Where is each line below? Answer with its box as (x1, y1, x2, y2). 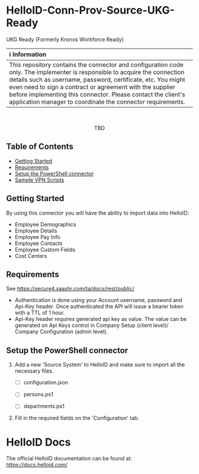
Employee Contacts (14, 240, 63, 247)
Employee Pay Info (14, 233, 61, 240)
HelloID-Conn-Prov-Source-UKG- (6, 4, 175, 17)
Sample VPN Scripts (14, 176, 65, 183)
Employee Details (14, 227, 57, 234)
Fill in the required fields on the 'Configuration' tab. (14, 415, 140, 422)
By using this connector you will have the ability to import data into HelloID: (6, 209, 190, 217)
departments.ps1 (23, 403, 65, 410)
